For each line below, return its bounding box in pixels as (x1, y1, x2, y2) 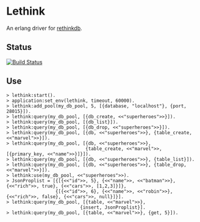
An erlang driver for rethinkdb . (6, 24, 82, 32)
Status (6, 42, 32, 52)
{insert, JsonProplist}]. (80, 204, 146, 210)
